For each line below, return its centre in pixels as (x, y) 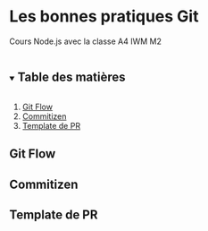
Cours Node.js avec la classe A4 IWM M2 (86, 41)
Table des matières (71, 77)
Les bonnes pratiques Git (104, 17)
